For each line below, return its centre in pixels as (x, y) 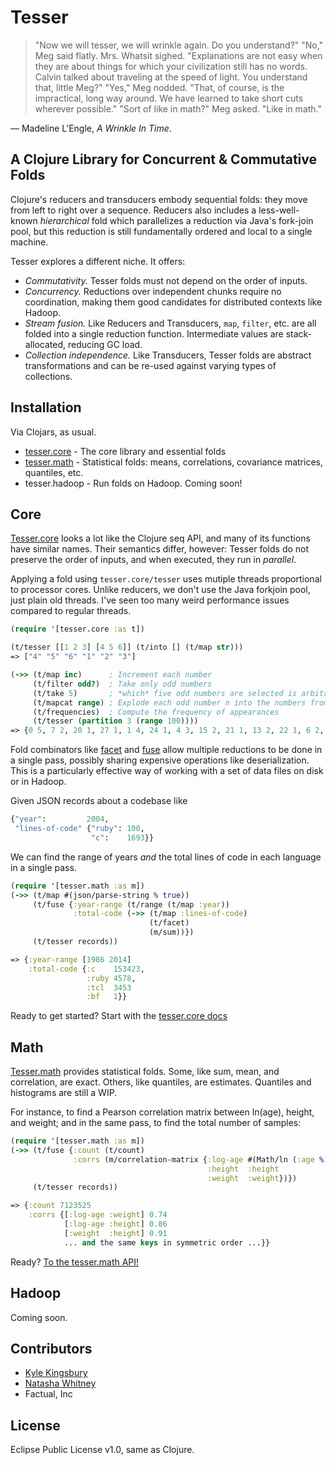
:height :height (243, 1169)
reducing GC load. (105, 344)
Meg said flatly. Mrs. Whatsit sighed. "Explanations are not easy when (178, 55)
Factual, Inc (48, 1394)
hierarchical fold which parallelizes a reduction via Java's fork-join (176, 220)
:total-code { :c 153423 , (86, 969)
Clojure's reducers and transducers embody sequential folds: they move (159, 199)
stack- (299, 333)
